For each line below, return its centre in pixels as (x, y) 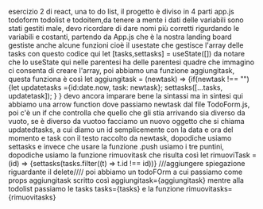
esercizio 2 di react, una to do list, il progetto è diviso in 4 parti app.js (121, 12)
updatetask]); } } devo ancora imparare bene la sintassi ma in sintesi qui (126, 96)
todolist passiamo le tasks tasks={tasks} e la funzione (97, 189)
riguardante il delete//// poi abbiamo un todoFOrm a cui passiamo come (126, 172)
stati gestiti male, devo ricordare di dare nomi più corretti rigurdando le (124, 28)
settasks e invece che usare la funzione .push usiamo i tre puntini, (116, 147)
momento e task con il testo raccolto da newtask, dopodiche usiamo (120, 138)
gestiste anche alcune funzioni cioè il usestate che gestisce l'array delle (126, 45)
